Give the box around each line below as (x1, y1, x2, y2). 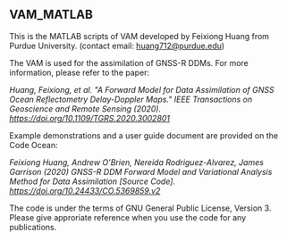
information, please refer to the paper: (9, 67, 150, 78)
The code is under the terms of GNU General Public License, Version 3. (9, 203, 272, 213)
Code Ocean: (9, 139, 58, 150)
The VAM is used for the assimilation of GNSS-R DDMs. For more (9, 57, 249, 68)
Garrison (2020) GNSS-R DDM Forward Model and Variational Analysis (9, 166, 273, 177)
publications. (9, 221, 57, 232)
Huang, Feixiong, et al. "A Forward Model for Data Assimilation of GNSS (9, 84, 274, 95)
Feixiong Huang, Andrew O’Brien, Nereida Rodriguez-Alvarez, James (9, 156, 264, 168)
